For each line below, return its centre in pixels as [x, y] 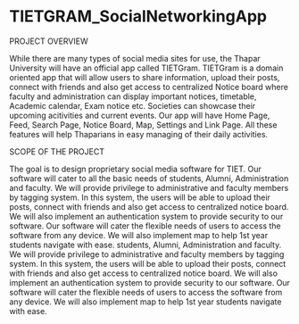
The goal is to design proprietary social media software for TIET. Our [135, 169]
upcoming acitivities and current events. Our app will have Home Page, [140, 115]
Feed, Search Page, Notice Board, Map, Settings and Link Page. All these [143, 125]
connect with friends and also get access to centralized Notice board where [149, 87]
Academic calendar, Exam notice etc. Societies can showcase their [133, 105]
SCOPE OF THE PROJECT [57, 151]
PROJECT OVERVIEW [49, 41]
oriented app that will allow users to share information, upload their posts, [145, 77]
